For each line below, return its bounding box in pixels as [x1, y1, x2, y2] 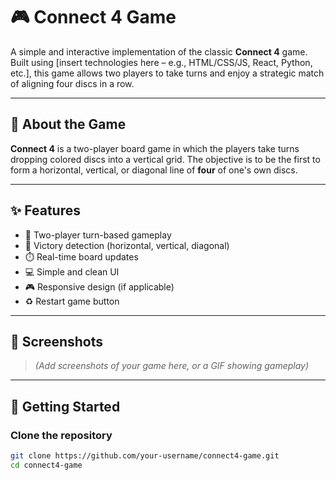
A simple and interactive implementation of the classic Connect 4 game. [10, 45, 308, 58]
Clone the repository [10, 428, 113, 442]
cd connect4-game [10, 460, 83, 470]
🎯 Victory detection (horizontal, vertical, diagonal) [24, 239, 230, 251]
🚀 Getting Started [10, 398, 121, 415]
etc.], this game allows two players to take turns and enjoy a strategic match [10, 67, 325, 79]
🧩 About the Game [10, 116, 127, 133]
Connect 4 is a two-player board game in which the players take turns [10, 142, 300, 154]
